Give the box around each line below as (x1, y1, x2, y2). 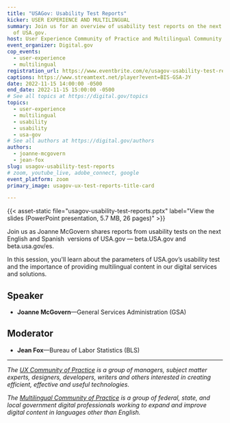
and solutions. (7, 270, 47, 278)
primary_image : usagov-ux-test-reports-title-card (7, 182, 155, 189)
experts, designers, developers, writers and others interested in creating (7, 373, 211, 381)
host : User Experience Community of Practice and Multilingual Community (7, 36, 222, 43)
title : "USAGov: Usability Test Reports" (7, 10, 127, 17)
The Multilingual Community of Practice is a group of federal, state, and (7, 394, 211, 402)
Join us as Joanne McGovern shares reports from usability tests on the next (7, 228, 221, 236)
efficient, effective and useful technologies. (7, 380, 130, 388)
